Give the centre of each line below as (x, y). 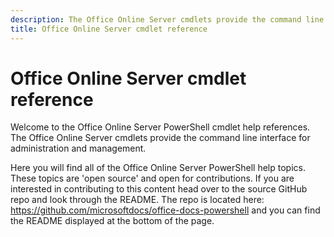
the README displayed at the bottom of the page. (112, 221)
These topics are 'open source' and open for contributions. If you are (152, 178)
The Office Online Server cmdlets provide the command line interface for (160, 138)
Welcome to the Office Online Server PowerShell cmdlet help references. (160, 127)
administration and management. (78, 148)
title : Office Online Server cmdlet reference (109, 29)
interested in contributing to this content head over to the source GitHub (159, 189)
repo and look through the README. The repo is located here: (137, 200)
